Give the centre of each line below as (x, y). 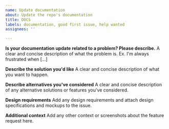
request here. (19, 121)
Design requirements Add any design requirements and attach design (79, 100)
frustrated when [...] (26, 59)
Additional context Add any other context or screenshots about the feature (85, 116)
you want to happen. (27, 75)
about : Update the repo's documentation (49, 15)
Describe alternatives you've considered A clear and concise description (84, 85)
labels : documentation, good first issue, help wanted (65, 24)
